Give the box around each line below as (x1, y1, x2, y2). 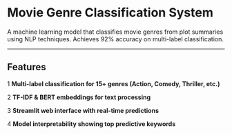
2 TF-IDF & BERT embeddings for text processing (7, 93, 151, 101)
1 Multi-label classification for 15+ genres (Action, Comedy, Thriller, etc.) (7, 79, 220, 87)
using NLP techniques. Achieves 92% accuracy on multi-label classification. (7, 34, 224, 43)
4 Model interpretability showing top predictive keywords (7, 119, 176, 128)
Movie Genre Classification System (7, 5, 214, 21)
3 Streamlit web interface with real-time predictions (7, 106, 159, 114)
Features (7, 61, 46, 73)
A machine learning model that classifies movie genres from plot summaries (7, 28, 224, 36)
